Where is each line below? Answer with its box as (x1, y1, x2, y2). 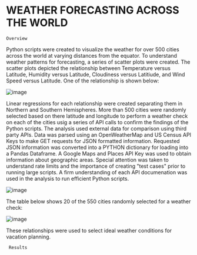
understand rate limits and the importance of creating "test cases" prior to (6, 163, 186, 170)
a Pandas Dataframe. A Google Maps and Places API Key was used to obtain (6, 150, 192, 157)
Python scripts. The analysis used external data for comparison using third (6, 125, 187, 132)
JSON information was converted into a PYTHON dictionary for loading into (6, 144, 189, 151)
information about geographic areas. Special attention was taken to (6, 156, 169, 163)
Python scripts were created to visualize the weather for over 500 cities (6, 45, 179, 53)
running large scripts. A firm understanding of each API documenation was (6, 168, 188, 175)
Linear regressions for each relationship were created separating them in (6, 100, 183, 107)
